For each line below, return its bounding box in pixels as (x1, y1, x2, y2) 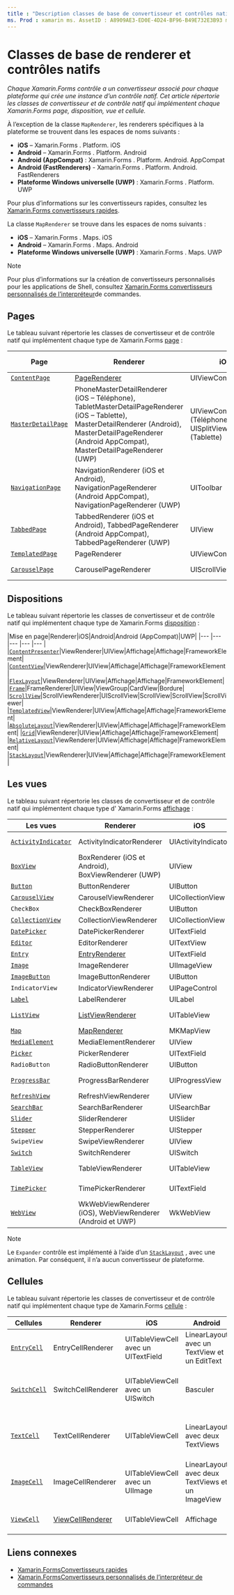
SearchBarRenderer (78, 1102, 143, 1112)
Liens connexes (7, 1547, 77, 1559)
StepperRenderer (78, 1125, 135, 1134)
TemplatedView (9, 708, 50, 715)
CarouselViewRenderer (78, 893, 155, 902)
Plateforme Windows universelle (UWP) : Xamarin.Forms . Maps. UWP (17, 248, 223, 256)
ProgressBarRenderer (78, 1075, 150, 1085)
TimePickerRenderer (78, 1183, 146, 1193)
